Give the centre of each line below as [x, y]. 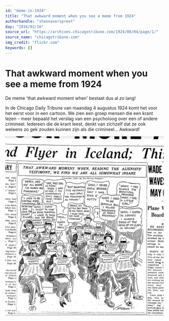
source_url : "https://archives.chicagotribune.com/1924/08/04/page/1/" [82, 32]
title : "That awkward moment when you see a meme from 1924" [71, 16]
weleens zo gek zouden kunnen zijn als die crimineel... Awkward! [72, 129]
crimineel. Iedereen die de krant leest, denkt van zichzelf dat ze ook [75, 124]
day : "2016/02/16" [24, 27]
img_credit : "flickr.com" [32, 43]
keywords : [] [19, 48]
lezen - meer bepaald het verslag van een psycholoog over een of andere [81, 118]
